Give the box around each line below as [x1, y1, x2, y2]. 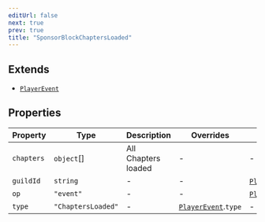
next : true [8, 19, 44, 27]
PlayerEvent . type [178, 201, 242, 212]
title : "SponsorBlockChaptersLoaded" [8, 33, 132, 42]
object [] [54, 153, 85, 164]
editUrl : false [8, 11, 58, 20]
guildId [12, 176, 41, 185]
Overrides [190, 129, 230, 140]
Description [125, 129, 171, 140]
